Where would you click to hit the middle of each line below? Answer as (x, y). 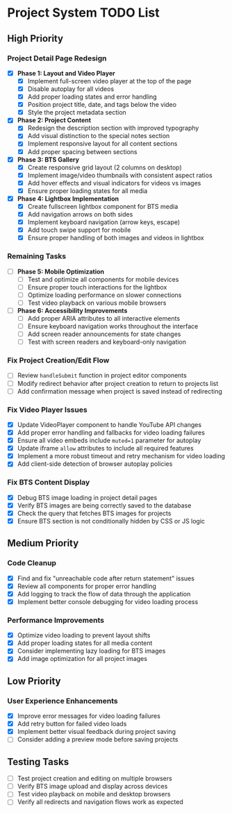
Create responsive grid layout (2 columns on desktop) (105, 167)
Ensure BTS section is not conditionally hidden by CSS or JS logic (111, 521)
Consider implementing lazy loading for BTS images (91, 651)
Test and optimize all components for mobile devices (103, 279)
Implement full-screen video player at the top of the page (109, 81)
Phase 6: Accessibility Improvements (72, 310)
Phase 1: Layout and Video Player (66, 73)
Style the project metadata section (77, 112)
